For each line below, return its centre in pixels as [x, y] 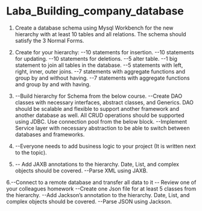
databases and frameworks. [50, 134]
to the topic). [31, 153]
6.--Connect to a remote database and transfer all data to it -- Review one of [101, 182]
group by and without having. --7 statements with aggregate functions [102, 78]
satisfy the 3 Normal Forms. [49, 40]
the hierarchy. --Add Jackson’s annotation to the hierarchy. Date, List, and [98, 195]
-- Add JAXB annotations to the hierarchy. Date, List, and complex [97, 164]
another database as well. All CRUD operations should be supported [99, 115]
